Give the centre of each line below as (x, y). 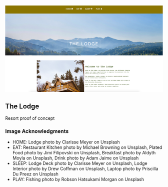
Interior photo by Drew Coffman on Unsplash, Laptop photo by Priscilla (85, 169)
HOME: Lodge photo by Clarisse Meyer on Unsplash (66, 142)
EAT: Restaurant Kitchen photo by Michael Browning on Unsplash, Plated (87, 147)
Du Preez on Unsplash (35, 174)
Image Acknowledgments (37, 131)
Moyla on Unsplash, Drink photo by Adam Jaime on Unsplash (75, 158)
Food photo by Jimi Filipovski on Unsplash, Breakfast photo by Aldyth (84, 153)
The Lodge (22, 106)
